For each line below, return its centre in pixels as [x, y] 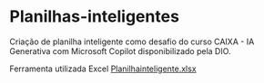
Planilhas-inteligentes [95, 17]
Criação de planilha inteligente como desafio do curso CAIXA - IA [132, 41]
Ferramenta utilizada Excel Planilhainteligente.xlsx [103, 69]
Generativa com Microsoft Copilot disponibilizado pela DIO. [120, 51]
